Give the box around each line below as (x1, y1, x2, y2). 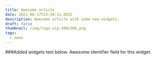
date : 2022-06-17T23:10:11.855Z (5, 12, 72, 17)
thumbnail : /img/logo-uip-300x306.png (5, 26, 86, 31)
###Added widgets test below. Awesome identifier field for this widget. (5, 48, 151, 55)
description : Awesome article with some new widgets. (5, 16, 120, 21)
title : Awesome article (5, 7, 55, 12)
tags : (5, 30, 16, 35)
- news (9, 35, 23, 40)
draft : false (5, 21, 32, 26)
